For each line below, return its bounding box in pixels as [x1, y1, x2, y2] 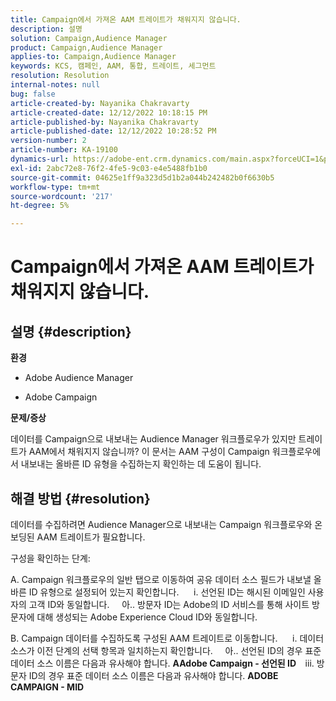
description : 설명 [10, 24, 83, 34]
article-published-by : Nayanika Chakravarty [10, 117, 199, 127]
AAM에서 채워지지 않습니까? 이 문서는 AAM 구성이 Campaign [28, 446, 270, 458]
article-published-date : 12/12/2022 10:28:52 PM [10, 126, 217, 136]
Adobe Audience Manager [24, 372, 134, 384]
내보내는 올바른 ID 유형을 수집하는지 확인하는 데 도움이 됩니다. [20, 458, 262, 470]
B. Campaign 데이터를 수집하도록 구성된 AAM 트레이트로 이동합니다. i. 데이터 [10, 632, 325, 644]
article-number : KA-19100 [10, 145, 118, 155]
